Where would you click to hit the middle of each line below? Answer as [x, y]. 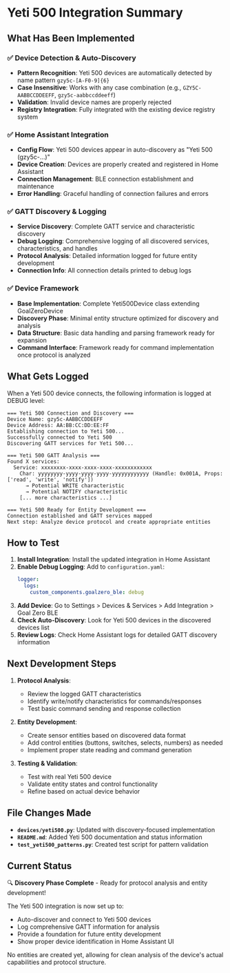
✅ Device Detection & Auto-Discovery [72, 58]
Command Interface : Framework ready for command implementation [116, 347]
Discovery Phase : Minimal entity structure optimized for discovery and [118, 318]
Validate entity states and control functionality [93, 784]
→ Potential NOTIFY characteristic [76, 491]
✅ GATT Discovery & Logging [57, 212]
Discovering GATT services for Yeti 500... [71, 443]
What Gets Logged [48, 376]
